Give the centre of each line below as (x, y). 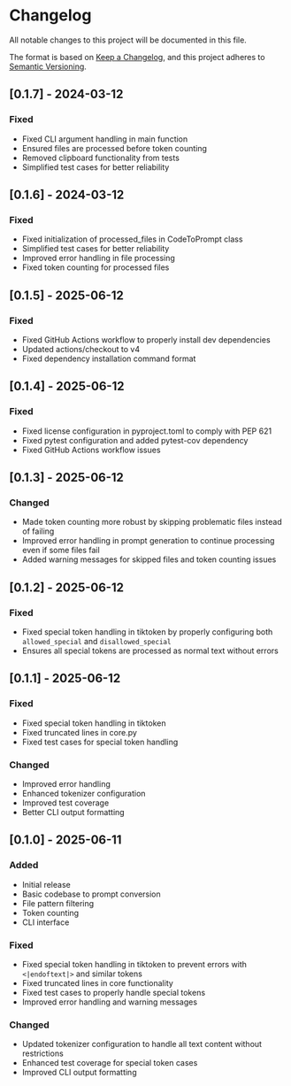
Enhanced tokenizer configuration (84, 794)
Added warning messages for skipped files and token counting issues (149, 559)
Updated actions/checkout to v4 (80, 349)
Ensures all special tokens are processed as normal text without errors (150, 651)
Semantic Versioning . (48, 66)
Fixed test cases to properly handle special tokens (114, 993)
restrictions (42, 1053)
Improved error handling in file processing (98, 258)
